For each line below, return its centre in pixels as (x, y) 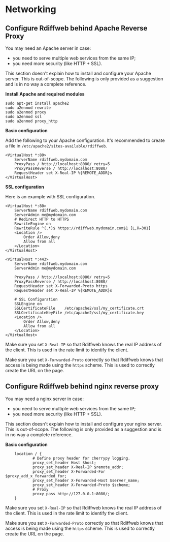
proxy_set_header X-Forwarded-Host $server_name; (86, 480)
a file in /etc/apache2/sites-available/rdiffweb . (56, 146)
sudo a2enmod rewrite (28, 108)
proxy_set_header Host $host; (64, 463)
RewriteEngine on (33, 224)
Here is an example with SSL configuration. (50, 197)
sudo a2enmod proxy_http (31, 121)
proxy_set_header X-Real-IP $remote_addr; (78, 467)
